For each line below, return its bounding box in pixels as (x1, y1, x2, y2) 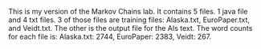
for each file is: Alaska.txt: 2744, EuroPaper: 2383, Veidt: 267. (8, 32, 212, 41)
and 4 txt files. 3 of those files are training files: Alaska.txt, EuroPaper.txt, (8, 15, 251, 24)
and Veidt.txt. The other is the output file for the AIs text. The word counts (8, 24, 253, 32)
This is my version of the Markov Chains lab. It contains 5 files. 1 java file (8, 7, 248, 16)
